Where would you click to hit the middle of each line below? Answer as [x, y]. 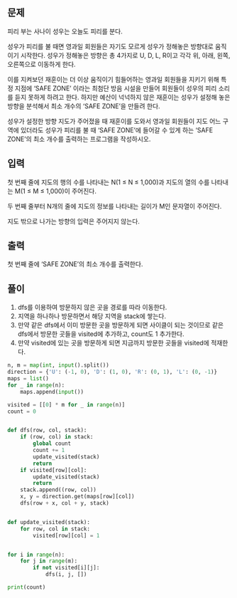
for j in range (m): [49, 561]
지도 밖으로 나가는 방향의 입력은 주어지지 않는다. [74, 221]
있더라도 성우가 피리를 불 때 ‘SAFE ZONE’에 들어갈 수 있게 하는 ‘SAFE [117, 130]
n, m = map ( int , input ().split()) [59, 365]
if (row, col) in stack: [57, 437]
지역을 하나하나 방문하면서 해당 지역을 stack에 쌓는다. [92, 316]
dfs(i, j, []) [66, 575]
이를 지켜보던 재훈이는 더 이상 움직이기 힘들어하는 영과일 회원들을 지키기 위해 [114, 79]
